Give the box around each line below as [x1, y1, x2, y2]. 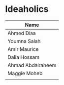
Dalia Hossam [7, 53, 39, 60]
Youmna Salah [7, 38, 41, 44]
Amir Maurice [7, 45, 39, 52]
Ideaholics [5, 3, 49, 15]
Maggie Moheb [7, 70, 43, 77]
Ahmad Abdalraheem [7, 62, 57, 69]
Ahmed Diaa [7, 30, 36, 37]
